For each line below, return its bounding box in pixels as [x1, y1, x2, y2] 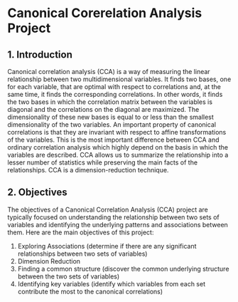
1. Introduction [7, 48, 72, 61]
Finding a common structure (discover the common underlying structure [17, 264, 229, 273]
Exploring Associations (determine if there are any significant [17, 241, 197, 250]
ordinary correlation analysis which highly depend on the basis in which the [7, 143, 229, 151]
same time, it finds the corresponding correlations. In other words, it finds [7, 90, 223, 98]
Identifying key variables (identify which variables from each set [17, 279, 206, 288]
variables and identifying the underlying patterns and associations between [7, 220, 229, 229]
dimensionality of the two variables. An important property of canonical [7, 120, 217, 129]
